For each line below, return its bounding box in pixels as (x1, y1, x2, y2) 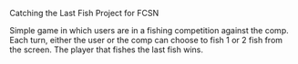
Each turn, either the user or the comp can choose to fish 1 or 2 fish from (9, 35, 283, 45)
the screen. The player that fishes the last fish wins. (9, 44, 203, 55)
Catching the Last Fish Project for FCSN (9, 8, 159, 18)
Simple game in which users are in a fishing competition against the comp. (9, 25, 289, 35)
